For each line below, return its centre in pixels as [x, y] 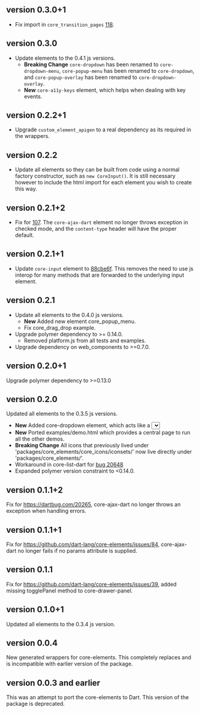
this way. [26, 189]
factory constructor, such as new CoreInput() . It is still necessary [95, 176]
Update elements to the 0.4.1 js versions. [65, 58]
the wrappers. [32, 136]
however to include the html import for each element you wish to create [103, 183]
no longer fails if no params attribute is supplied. [77, 550]
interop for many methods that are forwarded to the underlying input [99, 275]
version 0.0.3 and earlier [53, 683]
